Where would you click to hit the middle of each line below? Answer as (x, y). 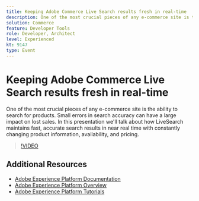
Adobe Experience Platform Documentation (68, 178)
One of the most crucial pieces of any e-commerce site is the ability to (92, 109)
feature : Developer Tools (38, 28)
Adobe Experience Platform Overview (61, 185)
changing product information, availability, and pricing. (73, 134)
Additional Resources (46, 164)
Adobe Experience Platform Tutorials (60, 191)
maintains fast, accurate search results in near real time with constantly (93, 128)
